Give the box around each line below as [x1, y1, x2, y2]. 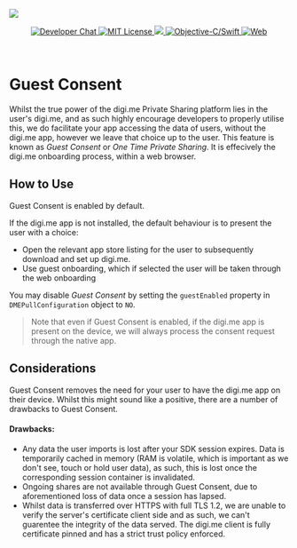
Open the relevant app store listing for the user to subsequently [21, 244, 254, 255]
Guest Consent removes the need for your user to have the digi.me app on [9, 385, 281, 395]
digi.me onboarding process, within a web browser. [9, 151, 197, 162]
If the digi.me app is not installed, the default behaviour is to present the [9, 218, 272, 228]
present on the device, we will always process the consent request [30, 325, 275, 337]
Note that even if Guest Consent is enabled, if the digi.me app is [30, 316, 265, 327]
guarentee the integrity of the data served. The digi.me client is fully [21, 519, 271, 529]
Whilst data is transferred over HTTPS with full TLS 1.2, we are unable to [21, 500, 286, 511]
